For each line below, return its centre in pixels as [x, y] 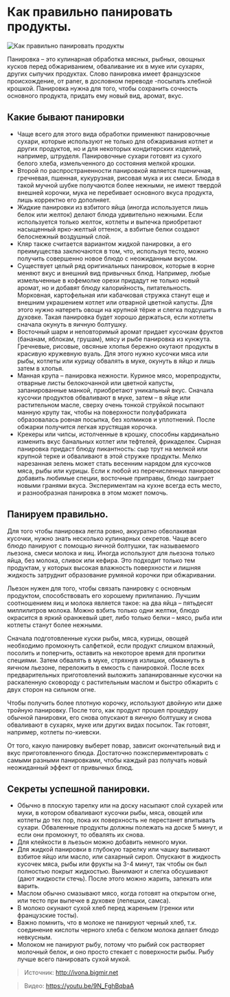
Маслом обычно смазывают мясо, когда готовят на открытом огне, [117, 894]
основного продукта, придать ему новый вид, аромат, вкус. [95, 95]
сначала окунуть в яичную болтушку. [72, 324]
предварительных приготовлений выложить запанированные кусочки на [115, 675]
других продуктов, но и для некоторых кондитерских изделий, [109, 148]
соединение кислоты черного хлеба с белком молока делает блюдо [118, 930]
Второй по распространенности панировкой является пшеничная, [115, 170]
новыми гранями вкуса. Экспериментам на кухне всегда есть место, [119, 485]
